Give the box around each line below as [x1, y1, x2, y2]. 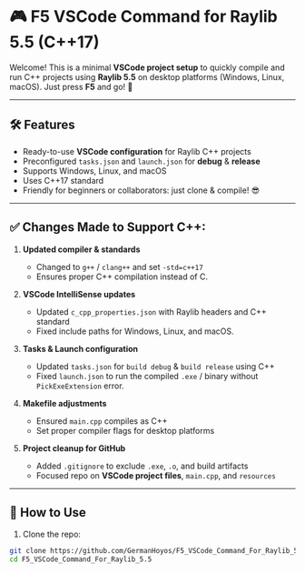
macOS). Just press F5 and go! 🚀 [9, 81, 133, 92]
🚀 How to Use [9, 505, 86, 520]
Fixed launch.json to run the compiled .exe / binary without [35, 370, 259, 381]
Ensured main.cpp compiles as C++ [35, 415, 168, 427]
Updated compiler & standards [22, 244, 141, 255]
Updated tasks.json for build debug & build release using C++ [35, 360, 275, 372]
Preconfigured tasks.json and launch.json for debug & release [22, 156, 261, 166]
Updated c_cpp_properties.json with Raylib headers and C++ [35, 306, 268, 317]
